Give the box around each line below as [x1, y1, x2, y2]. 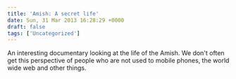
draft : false [7, 23, 46, 30]
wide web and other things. [7, 64, 87, 72]
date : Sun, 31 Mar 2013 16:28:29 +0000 [7, 17, 125, 24]
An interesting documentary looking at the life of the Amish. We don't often [7, 49, 225, 57]
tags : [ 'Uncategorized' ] [7, 29, 80, 37]
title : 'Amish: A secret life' [7, 10, 99, 17]
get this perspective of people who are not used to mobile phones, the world [7, 57, 230, 65]
